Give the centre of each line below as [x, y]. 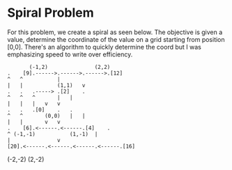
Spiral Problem [51, 13]
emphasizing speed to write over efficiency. [70, 54]
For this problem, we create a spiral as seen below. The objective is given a [115, 32]
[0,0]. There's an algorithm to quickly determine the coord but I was [105, 47]
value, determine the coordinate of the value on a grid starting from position [116, 39]
